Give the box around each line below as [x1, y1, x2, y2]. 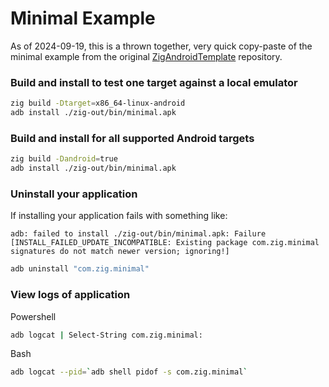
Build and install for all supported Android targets [10, 131, 255, 145]
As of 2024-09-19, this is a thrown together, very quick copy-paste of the [10, 40, 313, 52]
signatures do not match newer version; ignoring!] [10, 247, 230, 257]
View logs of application [10, 288, 131, 302]
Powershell [10, 310, 57, 322]
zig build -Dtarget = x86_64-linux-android [10, 98, 186, 109]
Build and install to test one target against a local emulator [10, 75, 298, 89]
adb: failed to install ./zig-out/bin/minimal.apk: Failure [10, 229, 267, 239]
